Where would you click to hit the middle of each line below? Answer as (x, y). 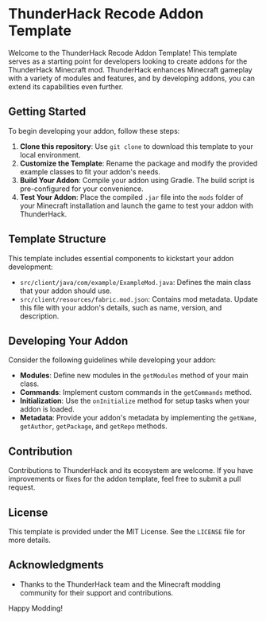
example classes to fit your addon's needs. (90, 171)
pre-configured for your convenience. (82, 189)
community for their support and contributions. (96, 592)
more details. (30, 540)
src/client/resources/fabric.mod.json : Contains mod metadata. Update (139, 299)
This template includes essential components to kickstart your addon (121, 258)
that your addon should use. (66, 291)
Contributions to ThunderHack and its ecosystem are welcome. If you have (131, 471)
